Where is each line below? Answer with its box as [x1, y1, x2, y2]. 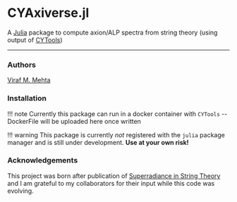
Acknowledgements [7, 156, 78, 165]
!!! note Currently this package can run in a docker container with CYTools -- [7, 109, 228, 118]
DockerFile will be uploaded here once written [7, 117, 141, 125]
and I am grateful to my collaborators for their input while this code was [7, 179, 215, 187]
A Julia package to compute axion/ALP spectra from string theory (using [7, 28, 218, 37]
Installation [7, 94, 47, 103]
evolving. [7, 187, 34, 195]
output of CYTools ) [7, 35, 63, 44]
